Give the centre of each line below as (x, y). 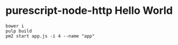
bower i (15, 26)
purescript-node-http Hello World (89, 11)
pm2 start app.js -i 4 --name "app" (50, 36)
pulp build (19, 31)
